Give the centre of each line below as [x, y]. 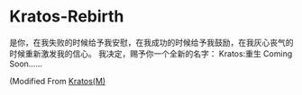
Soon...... [26, 64]
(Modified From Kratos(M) [58, 81]
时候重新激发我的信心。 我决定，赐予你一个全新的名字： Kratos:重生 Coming [151, 53]
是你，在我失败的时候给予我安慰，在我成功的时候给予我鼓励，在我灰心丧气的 [151, 42]
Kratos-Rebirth [67, 17]
